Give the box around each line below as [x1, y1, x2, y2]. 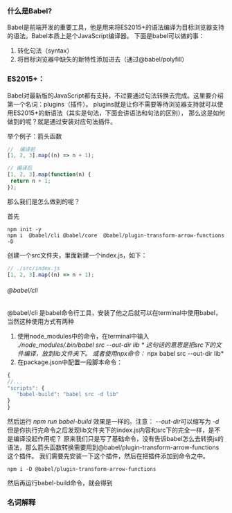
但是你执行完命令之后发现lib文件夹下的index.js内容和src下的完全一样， [7, 426, 209, 434]
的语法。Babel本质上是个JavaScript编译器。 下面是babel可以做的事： [7, 32, 206, 40]
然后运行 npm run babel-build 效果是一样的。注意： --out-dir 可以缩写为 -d [7, 417, 220, 426]
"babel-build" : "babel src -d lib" [16, 391, 119, 398]
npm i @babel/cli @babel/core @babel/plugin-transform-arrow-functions [7, 232, 225, 239]
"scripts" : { [7, 384, 45, 392]
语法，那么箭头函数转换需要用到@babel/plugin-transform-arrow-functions [7, 443, 220, 451]
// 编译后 [7, 165, 33, 172]
